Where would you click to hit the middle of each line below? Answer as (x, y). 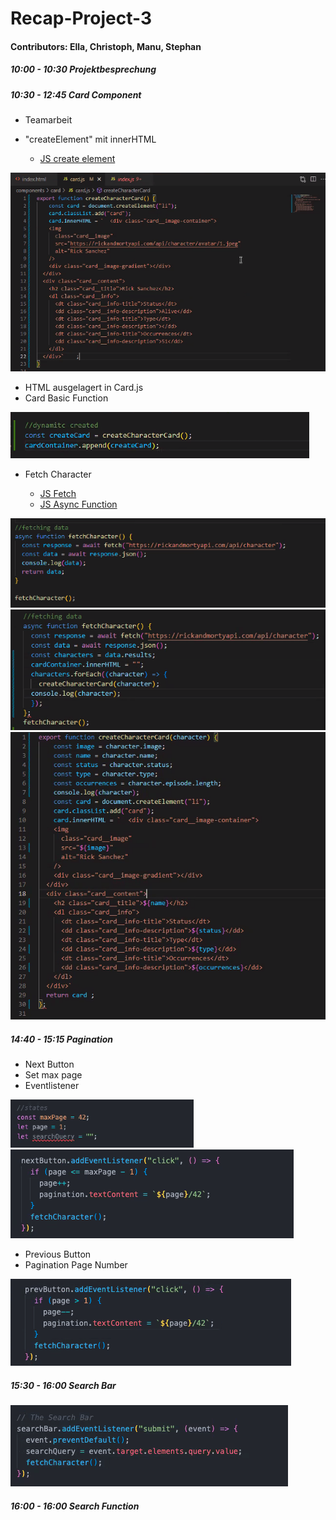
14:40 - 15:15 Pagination (62, 1039)
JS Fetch (58, 494)
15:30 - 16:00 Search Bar (63, 1385)
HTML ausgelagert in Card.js (84, 388)
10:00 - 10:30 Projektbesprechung (83, 69)
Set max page (53, 1075)
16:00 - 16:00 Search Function (75, 1506)
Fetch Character (58, 474)
